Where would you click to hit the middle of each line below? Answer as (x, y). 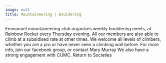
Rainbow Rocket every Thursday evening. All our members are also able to (82, 34)
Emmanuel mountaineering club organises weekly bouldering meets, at (78, 28)
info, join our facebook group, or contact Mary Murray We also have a (77, 50)
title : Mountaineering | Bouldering (43, 14)
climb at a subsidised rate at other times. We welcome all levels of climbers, (83, 39)
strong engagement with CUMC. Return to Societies (58, 55)
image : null (17, 10)
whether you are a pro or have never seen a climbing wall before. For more (82, 44)
